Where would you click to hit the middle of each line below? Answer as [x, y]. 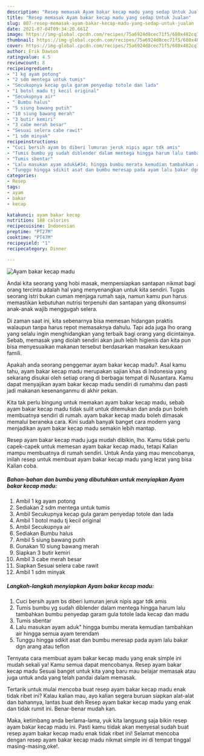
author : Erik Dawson [33, 52]
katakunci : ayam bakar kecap [44, 215]
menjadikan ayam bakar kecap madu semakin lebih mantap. [81, 428]
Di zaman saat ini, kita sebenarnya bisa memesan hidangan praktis [90, 321]
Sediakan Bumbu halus [44, 533]
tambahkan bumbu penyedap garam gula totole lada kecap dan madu [102, 615]
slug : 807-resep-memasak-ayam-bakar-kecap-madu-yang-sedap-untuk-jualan [100, 23]
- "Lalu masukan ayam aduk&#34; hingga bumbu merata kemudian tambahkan [100, 165]
